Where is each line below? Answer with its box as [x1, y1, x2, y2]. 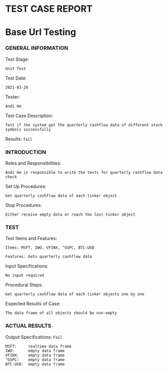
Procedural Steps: [5, 282, 43, 288]
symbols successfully [5, 127, 51, 132]
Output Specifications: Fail [5, 334, 63, 340]
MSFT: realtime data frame [5, 343, 72, 349]
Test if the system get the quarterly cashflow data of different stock [5, 122, 163, 127]
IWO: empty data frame [5, 348, 65, 353]
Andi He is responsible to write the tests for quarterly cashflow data [5, 170, 163, 175]
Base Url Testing [5, 26, 76, 38]
